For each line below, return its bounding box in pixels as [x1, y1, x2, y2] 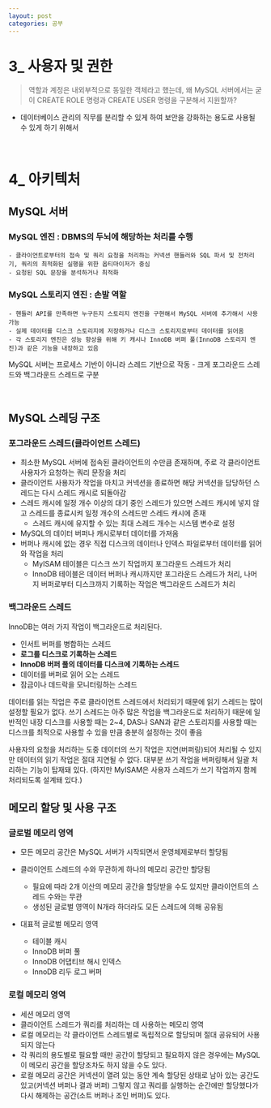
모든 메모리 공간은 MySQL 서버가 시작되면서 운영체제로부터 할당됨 [19, 847, 229, 857]
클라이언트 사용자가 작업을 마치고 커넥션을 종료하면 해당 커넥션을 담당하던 [19, 478, 252, 488]
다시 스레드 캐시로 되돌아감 [41, 488, 127, 498]
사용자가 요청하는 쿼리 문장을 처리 [19, 468, 127, 477]
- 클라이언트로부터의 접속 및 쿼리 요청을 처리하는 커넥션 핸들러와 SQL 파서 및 [8, 252, 235, 260]
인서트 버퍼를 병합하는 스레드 [19, 639, 112, 649]
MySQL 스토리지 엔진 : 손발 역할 [8, 289, 127, 300]
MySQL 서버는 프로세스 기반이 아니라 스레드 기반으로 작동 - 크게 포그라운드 [8, 359, 245, 369]
